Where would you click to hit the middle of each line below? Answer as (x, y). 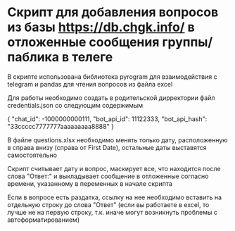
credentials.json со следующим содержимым (75, 105)
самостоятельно (32, 155)
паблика (33, 57)
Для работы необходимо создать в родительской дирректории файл (111, 98)
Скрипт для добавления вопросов (113, 12)
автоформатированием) (44, 220)
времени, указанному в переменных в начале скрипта (90, 183)
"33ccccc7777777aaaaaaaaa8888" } (61, 126)
